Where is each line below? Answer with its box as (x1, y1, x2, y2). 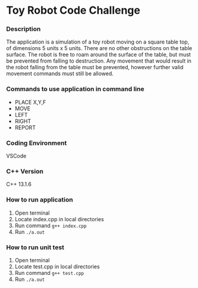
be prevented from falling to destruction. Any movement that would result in (6, 57, 192, 64)
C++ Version (6, 168, 43, 175)
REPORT (14, 123, 36, 131)
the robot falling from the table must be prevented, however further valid (6, 64, 184, 71)
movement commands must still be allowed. (6, 70, 114, 78)
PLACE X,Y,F (14, 98, 46, 106)
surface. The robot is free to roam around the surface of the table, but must (6, 51, 191, 58)
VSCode (6, 153, 27, 160)
